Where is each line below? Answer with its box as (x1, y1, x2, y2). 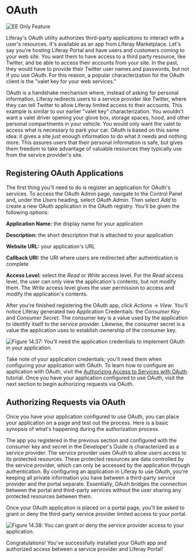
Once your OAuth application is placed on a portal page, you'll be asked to (6, 504, 185, 511)
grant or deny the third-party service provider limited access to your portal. (6, 510, 187, 517)
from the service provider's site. (6, 151, 83, 158)
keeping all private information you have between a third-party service (6, 474, 176, 481)
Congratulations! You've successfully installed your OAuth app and (6, 539, 167, 546)
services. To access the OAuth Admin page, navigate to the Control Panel (6, 190, 183, 197)
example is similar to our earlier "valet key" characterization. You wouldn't (6, 108, 184, 115)
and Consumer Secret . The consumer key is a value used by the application (6, 314, 188, 321)
